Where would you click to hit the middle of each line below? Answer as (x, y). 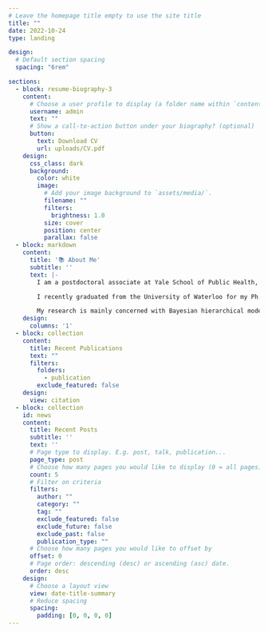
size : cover (63, 223)
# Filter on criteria (65, 482)
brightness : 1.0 (78, 215)
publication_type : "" (73, 541)
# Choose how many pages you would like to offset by (121, 549)
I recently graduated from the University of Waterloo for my (142, 296)
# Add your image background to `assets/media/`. (128, 193)
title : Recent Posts (63, 430)
